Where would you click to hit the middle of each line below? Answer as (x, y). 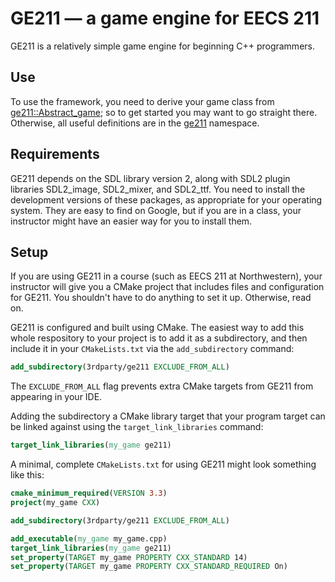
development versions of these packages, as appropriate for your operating (166, 199)
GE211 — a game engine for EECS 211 (165, 18)
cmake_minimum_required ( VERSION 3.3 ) (89, 493)
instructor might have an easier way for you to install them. (131, 221)
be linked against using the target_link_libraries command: (137, 427)
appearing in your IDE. (56, 397)
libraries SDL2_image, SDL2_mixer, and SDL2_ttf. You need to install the (158, 189)
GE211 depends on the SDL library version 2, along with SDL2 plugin (150, 178)
